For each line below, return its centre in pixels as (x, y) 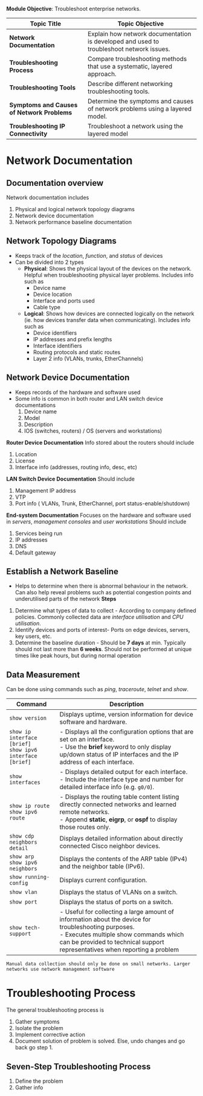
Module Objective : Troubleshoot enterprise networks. (73, 9)
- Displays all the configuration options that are (127, 732)
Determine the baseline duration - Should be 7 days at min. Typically (100, 643)
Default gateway (35, 553)
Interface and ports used (64, 300)
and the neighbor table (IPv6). (102, 867)
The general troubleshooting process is (55, 1010)
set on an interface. (87, 740)
